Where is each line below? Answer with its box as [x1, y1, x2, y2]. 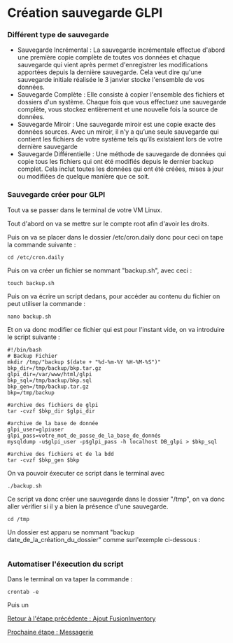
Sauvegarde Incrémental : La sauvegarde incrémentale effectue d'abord [17, 46, 225, 54]
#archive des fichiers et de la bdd [7, 450, 114, 457]
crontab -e [7, 588, 39, 596]
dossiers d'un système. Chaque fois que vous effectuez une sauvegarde [17, 98, 227, 106]
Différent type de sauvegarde [7, 30, 110, 40]
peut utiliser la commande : [7, 299, 86, 307]
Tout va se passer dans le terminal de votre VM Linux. [7, 205, 162, 214]
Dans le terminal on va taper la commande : [7, 575, 133, 583]
